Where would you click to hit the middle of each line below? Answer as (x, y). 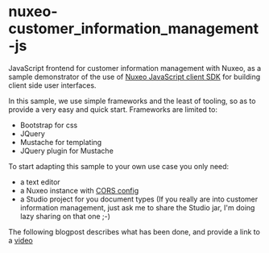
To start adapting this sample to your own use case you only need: (119, 166)
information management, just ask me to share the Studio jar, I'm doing (137, 207)
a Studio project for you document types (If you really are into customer (139, 199)
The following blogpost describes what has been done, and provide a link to (134, 231)
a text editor (40, 182)
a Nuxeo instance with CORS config (79, 190)
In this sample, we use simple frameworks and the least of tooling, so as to (132, 101)
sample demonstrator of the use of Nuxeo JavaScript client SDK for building (134, 77)
